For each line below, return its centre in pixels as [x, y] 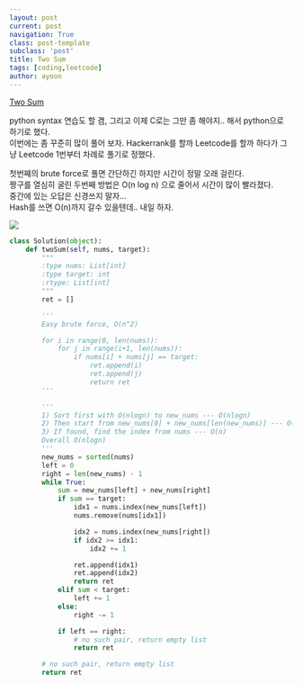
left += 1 [92, 598]
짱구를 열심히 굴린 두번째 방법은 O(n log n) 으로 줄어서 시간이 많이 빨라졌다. [142, 184]
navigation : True [42, 34]
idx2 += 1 [108, 549]
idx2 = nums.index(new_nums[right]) [142, 532]
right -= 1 [94, 615]
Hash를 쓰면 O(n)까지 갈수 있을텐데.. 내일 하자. [92, 207]
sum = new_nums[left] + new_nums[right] [134, 490]
